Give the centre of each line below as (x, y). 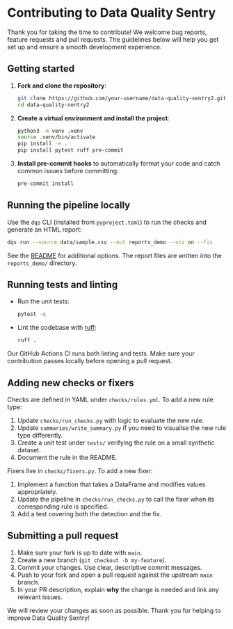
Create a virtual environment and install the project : (93, 118)
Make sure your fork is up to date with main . (80, 552)
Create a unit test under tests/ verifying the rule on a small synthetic (116, 443)
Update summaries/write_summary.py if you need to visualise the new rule (122, 428)
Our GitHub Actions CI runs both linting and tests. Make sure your (101, 353)
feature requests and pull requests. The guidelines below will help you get (113, 39)
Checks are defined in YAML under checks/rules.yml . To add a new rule (110, 399)
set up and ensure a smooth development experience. (85, 47)
